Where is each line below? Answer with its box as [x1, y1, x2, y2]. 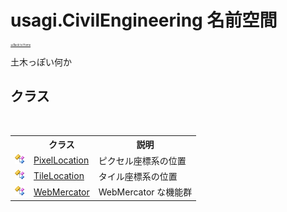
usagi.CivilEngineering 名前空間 [10, 9, 278, 32]
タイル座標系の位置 [98, 170, 178, 182]
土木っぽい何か [10, 56, 72, 68]
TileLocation [33, 170, 85, 182]
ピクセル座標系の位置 [98, 154, 187, 166]
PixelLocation [33, 154, 90, 166]
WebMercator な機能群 [98, 186, 193, 198]
